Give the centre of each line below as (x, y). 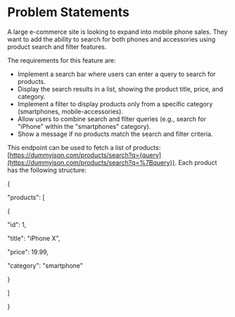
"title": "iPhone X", (34, 238)
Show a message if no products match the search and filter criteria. (115, 134)
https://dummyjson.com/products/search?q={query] (85, 155)
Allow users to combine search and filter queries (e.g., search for (112, 119)
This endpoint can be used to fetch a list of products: (84, 147)
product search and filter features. (57, 46)
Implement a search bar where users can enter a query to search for (116, 74)
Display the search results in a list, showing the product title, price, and (120, 89)
